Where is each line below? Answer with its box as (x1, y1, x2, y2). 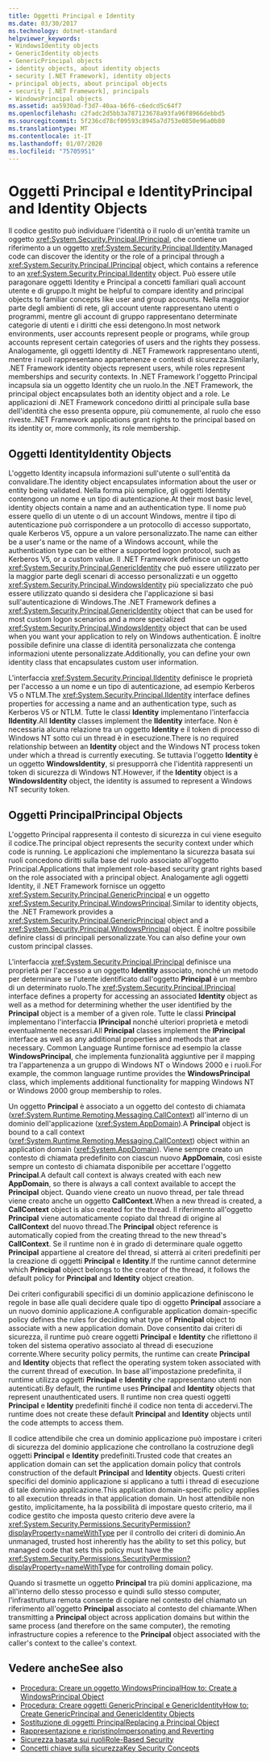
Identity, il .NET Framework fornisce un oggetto (8, 880, 165, 890)
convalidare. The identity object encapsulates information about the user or (8, 477, 256, 487)
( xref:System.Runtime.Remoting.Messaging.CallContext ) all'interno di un (8, 1109, 248, 1120)
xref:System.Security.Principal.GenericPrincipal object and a (8, 915, 210, 925)
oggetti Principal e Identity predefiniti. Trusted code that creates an (8, 1451, 232, 1460)
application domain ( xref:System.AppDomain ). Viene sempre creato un (8, 1144, 243, 1154)
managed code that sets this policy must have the (8, 1545, 174, 1555)
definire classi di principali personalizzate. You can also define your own (8, 932, 247, 942)
